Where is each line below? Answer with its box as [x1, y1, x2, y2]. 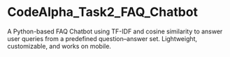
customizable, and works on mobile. [7, 42, 112, 50]
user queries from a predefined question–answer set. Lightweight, [7, 34, 198, 42]
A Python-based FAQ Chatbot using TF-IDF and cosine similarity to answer [7, 27, 223, 35]
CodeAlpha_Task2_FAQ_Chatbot [7, 4, 198, 20]
